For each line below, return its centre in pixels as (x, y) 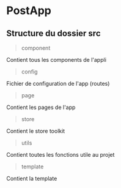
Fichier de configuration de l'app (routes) (58, 84)
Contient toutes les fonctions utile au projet (61, 155)
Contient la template (32, 179)
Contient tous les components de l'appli (57, 60)
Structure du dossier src (53, 33)
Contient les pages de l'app (41, 107)
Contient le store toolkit (36, 131)
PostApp (29, 11)
